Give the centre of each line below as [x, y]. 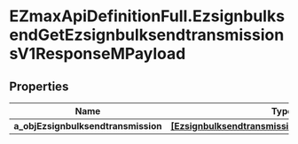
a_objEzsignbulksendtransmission [88, 126]
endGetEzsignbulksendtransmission [147, 35]
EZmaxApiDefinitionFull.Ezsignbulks [147, 16]
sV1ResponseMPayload [98, 54]
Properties [39, 86]
